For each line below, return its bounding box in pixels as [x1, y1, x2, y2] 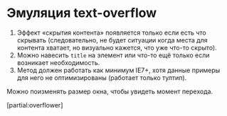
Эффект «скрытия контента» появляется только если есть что [16, 28, 207, 37]
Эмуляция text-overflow [6, 5, 157, 21]
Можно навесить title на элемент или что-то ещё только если [16, 51, 210, 59]
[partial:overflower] [6, 100, 63, 109]
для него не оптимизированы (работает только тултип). [16, 73, 187, 82]
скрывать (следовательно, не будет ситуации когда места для [16, 35, 208, 44]
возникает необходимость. [16, 58, 100, 66]
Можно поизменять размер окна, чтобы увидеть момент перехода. [6, 87, 213, 95]
